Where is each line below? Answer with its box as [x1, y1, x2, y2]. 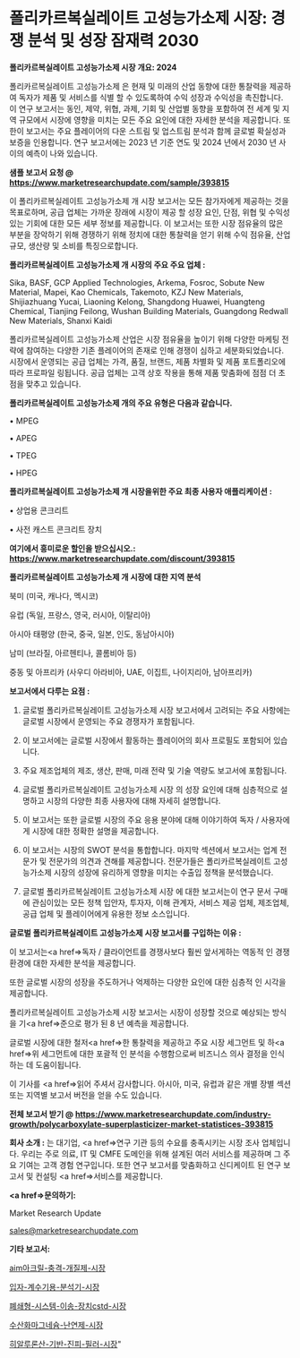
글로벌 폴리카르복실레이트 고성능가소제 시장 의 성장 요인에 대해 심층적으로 [21, 784, 279, 795]
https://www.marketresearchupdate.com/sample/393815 [9, 176, 230, 188]
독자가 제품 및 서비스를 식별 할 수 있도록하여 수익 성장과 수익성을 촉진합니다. [18, 91, 284, 103]
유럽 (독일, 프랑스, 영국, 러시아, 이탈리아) [9, 610, 151, 620]
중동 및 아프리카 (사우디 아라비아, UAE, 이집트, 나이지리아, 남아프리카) [9, 666, 253, 677]
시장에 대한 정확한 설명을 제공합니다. [31, 825, 159, 836]
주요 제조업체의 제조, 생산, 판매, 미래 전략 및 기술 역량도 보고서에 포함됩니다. [21, 764, 287, 775]
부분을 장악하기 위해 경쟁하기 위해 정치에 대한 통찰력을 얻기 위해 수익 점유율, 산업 [9, 229, 291, 240]
